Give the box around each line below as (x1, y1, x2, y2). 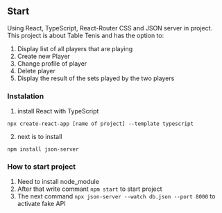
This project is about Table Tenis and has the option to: (7, 31, 164, 39)
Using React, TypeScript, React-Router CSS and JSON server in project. (7, 24, 213, 32)
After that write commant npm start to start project (17, 185, 162, 193)
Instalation (7, 91, 44, 101)
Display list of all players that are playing (17, 44, 133, 53)
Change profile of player (17, 59, 87, 68)
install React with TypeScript (17, 107, 99, 115)
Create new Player (17, 52, 71, 60)
